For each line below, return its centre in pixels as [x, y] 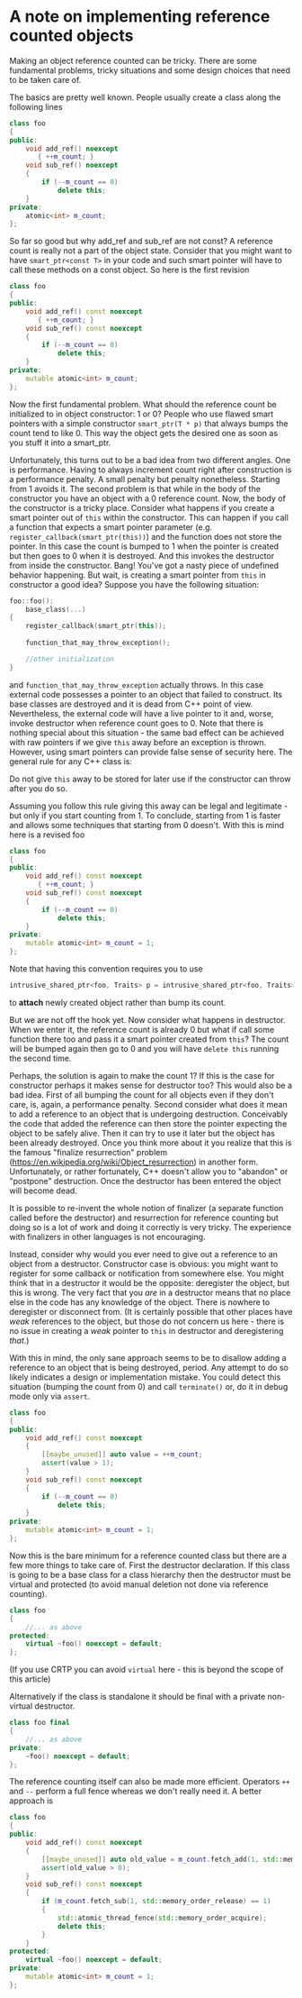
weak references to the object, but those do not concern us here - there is [147, 1321]
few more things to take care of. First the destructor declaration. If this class [150, 1565]
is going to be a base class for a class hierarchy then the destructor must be [150, 1574]
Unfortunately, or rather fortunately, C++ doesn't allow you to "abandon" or [149, 1171]
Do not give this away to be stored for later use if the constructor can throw [150, 779]
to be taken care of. [45, 79]
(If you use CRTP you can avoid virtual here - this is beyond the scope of [147, 1670]
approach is [31, 1801]
